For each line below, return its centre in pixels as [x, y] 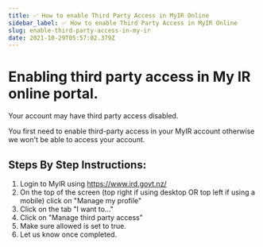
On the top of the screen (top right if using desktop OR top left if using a [137, 192]
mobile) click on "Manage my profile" [81, 201]
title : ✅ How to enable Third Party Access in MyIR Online [108, 15]
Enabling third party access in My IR [130, 77]
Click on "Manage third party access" [81, 218]
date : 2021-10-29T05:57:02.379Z [62, 38]
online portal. [53, 94]
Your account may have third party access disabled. [93, 116]
